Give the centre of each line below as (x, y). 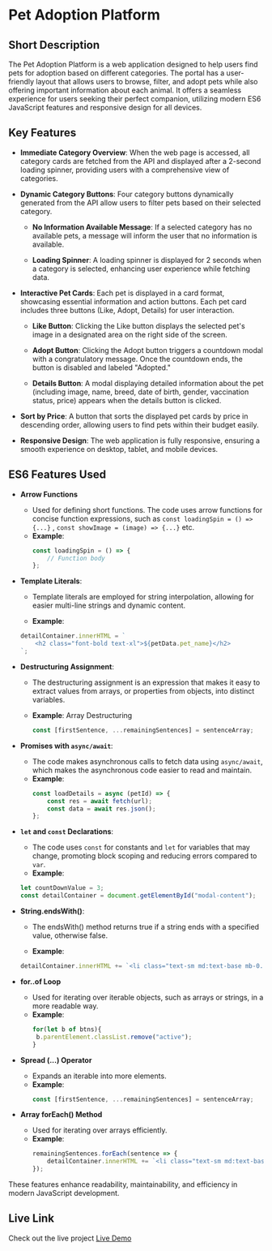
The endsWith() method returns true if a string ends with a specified (146, 927)
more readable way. (65, 1006)
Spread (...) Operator (56, 1060)
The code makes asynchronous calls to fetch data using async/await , (147, 761)
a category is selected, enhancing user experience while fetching (141, 269)
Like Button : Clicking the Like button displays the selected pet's (138, 325)
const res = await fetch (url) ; (100, 801)
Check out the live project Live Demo (70, 1238)
